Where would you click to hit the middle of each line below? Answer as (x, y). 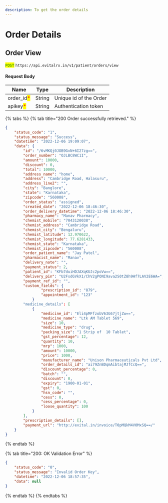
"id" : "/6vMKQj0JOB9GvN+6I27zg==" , (60, 151)
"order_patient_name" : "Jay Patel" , (61, 253)
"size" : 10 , (53, 323)
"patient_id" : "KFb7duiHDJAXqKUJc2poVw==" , (69, 271)
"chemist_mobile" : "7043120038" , (58, 220)
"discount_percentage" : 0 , (69, 369)
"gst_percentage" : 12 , (64, 337)
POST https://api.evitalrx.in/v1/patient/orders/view (62, 65)
